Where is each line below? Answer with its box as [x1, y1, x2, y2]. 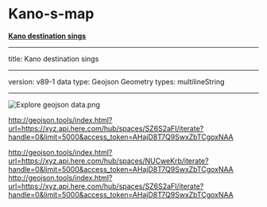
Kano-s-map [8, 5, 95, 23]
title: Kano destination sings [8, 53, 99, 64]
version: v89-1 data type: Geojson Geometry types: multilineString [8, 76, 225, 86]
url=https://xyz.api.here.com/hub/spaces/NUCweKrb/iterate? [8, 156, 209, 166]
